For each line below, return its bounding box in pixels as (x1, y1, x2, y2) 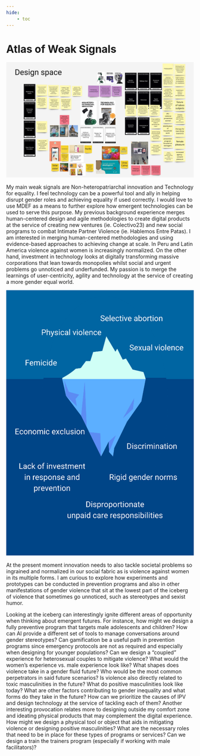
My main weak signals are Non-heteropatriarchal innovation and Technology (6, 183, 194, 190)
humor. (6, 599, 24, 607)
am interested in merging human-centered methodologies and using (6, 234, 174, 241)
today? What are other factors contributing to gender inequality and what (6, 687, 186, 694)
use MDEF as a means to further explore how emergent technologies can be (6, 202, 193, 210)
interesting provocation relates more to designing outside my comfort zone (6, 706, 190, 713)
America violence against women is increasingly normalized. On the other (6, 246, 187, 254)
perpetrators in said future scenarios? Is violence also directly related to (6, 674, 183, 682)
